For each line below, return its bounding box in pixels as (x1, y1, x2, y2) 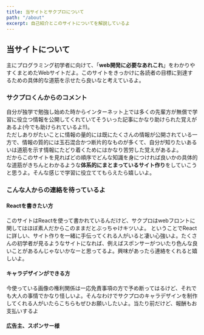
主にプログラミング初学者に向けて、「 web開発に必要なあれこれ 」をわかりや (6, 61, 195, 69)
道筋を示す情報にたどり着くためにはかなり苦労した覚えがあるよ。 (16, 147, 182, 154)
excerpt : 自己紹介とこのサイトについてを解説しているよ (6, 20, 131, 26)
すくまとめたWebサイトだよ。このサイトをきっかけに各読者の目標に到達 (6, 69, 188, 77)
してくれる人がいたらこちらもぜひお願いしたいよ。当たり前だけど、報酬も (6, 299, 192, 307)
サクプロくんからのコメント (6, 94, 87, 102)
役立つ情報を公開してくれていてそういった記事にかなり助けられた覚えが (16, 116, 197, 123)
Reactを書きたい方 (6, 202, 53, 209)
